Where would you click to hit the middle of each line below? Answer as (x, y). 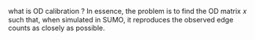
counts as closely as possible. (56, 28)
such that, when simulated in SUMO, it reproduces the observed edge (121, 20)
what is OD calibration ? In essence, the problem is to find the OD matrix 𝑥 (127, 11)
